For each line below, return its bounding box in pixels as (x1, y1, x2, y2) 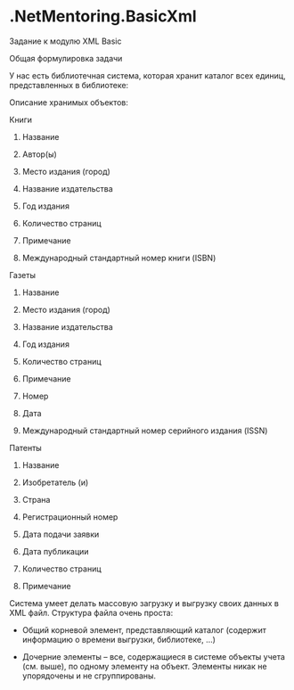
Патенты (9, 442, 42, 453)
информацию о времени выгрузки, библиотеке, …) (21, 634, 216, 645)
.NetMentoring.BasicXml (9, 6, 198, 27)
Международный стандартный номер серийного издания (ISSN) (21, 425, 268, 436)
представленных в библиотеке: (9, 79, 129, 90)
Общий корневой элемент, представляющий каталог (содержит (21, 624, 267, 635)
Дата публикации (21, 546, 89, 556)
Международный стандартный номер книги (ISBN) (21, 252, 216, 263)
